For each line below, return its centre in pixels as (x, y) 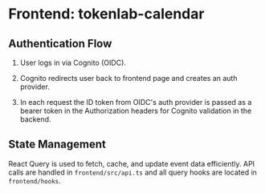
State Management (57, 145)
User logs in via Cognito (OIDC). (73, 62)
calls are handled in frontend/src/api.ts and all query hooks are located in (132, 172)
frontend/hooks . (35, 180)
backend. (35, 119)
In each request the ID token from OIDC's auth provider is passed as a (136, 102)
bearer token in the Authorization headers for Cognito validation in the (136, 111)
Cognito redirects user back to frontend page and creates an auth (128, 78)
